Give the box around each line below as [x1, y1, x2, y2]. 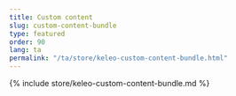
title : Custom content [9, 12, 93, 22]
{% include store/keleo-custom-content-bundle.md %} [9, 78, 210, 88]
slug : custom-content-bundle [9, 21, 117, 30]
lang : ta [9, 46, 42, 55]
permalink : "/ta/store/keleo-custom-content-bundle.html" [9, 54, 228, 63]
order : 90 [9, 37, 46, 47]
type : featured [9, 29, 66, 38]
